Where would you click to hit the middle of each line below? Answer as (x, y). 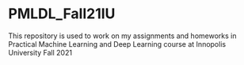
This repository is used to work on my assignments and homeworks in (122, 36)
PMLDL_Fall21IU (62, 14)
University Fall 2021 (40, 52)
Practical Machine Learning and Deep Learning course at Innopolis (117, 44)
